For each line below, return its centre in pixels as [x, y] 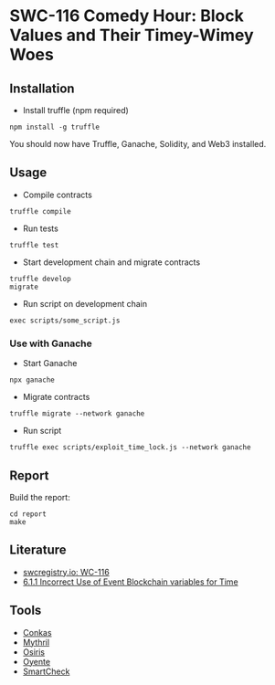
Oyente [37, 661]
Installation [42, 88]
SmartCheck [46, 671]
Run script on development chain [85, 303]
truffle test [34, 245]
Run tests [41, 228]
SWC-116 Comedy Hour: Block [127, 16]
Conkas [37, 632]
